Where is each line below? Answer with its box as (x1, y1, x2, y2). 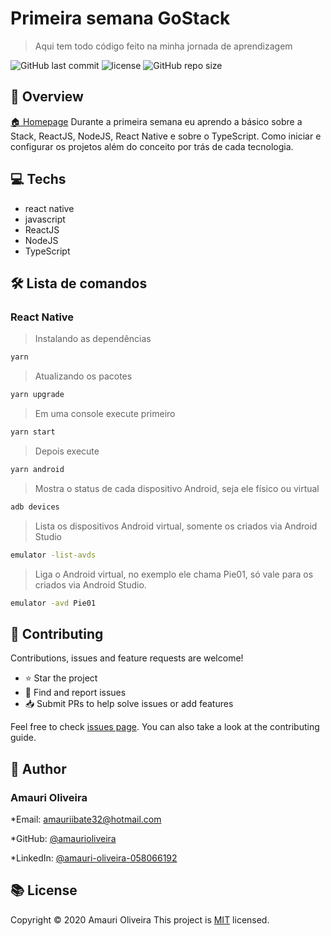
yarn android (10, 464, 65, 474)
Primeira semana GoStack (10, 7, 231, 30)
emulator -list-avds (10, 550, 97, 560)
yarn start (10, 427, 56, 437)
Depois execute (34, 445, 100, 457)
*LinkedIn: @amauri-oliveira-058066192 (10, 852, 178, 864)
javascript (24, 213, 66, 225)
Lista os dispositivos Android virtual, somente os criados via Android (34, 520, 318, 532)
